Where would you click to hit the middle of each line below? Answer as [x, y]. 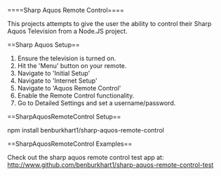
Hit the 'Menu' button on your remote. [72, 66]
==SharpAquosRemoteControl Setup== [64, 116]
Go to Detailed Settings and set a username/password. [96, 103]
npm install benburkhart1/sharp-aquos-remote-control [86, 130]
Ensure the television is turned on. [67, 58]
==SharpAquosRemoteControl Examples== [70, 144]
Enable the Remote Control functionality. [76, 95]
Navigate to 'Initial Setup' [54, 73]
